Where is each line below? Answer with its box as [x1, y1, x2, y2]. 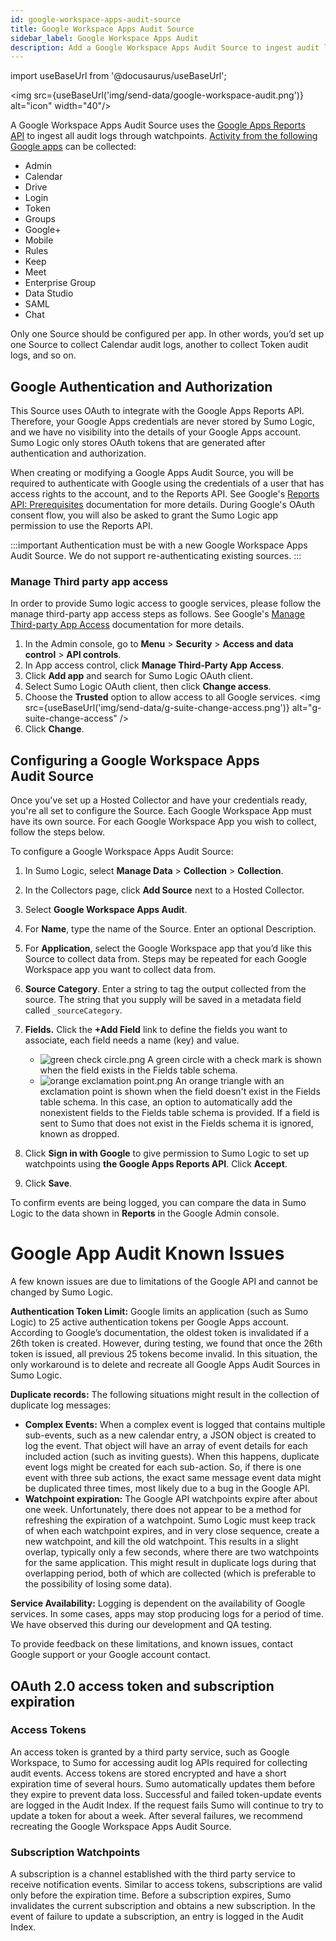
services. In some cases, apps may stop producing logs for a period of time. [10, 1608, 324, 1620]
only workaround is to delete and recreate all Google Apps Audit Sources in [10, 1359, 321, 1371]
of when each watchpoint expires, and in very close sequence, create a [24, 1525, 320, 1537]
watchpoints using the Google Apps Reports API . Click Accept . [24, 1158, 288, 1170]
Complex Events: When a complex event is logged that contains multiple [24, 1419, 326, 1431]
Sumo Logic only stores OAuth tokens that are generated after [10, 437, 266, 449]
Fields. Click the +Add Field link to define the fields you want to [24, 1024, 288, 1036]
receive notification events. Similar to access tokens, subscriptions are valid [10, 1879, 323, 1891]
